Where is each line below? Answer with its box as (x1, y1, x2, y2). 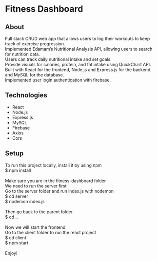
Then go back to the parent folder (5, 208, 73, 215)
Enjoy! (5, 250, 18, 256)
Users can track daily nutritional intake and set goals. (5, 56, 112, 62)
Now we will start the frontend (5, 224, 66, 230)
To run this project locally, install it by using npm (5, 162, 102, 168)
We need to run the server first (5, 183, 67, 188)
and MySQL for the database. (5, 72, 64, 77)
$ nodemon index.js (5, 198, 45, 204)
